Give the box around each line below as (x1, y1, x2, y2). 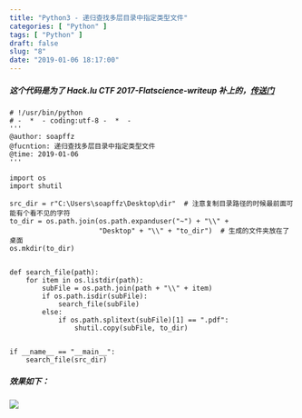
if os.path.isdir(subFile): (42, 292, 148, 301)
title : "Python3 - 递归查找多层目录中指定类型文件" (9, 13, 189, 23)
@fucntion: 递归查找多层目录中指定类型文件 (9, 142, 156, 151)
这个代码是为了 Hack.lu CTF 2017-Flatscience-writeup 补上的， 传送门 (9, 85, 275, 95)
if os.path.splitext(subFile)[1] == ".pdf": (57, 315, 229, 324)
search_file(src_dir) (25, 355, 107, 364)
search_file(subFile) (57, 299, 141, 309)
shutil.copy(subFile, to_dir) (73, 323, 189, 333)
